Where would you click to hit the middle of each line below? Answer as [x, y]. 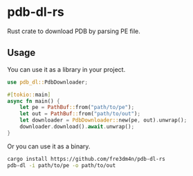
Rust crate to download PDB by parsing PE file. [74, 31]
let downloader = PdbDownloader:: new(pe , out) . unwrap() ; [103, 120]
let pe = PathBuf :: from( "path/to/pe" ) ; [77, 108]
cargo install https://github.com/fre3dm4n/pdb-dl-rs [86, 159]
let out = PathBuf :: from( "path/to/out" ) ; [80, 114]
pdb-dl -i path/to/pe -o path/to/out [62, 165]
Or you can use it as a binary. [49, 146]
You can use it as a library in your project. [66, 69]
